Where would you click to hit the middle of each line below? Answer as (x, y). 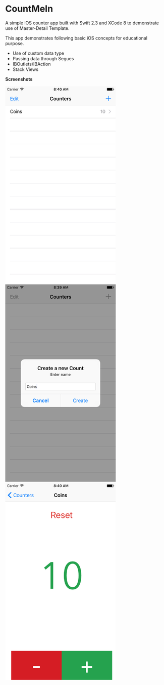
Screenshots (19, 79)
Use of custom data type (38, 53)
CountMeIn (29, 9)
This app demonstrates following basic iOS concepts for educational (76, 38)
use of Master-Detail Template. (37, 28)
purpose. (15, 43)
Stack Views (25, 69)
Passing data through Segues (43, 58)
